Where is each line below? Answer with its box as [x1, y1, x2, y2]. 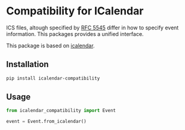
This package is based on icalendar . [6, 42, 95, 49]
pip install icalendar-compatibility [6, 75, 100, 81]
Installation [6, 59, 49, 69]
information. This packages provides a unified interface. [6, 30, 144, 37]
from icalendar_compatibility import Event [6, 108, 116, 114]
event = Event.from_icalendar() [6, 119, 87, 125]
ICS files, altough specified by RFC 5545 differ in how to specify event [6, 24, 179, 31]
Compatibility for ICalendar [6, 4, 144, 18]
